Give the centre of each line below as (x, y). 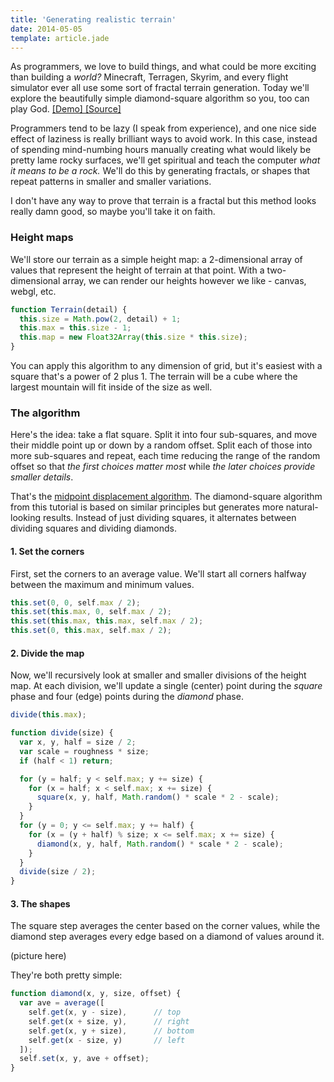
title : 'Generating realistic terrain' (93, 19)
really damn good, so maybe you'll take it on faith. (113, 212)
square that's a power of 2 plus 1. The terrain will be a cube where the (154, 377)
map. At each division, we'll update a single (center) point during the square (166, 686)
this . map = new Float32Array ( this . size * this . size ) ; (133, 337)
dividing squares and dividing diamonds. (93, 528)
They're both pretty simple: (66, 975)
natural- (302, 507)
